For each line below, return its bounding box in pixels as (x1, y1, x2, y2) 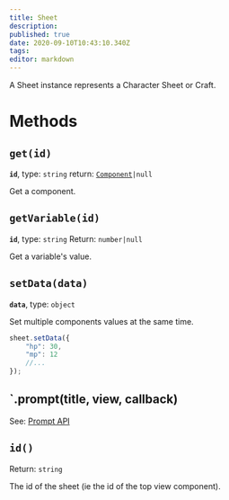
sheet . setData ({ (9, 334, 70, 343)
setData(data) (9, 277, 88, 290)
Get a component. (9, 186, 76, 196)
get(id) (9, 147, 52, 160)
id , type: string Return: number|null (9, 233, 143, 244)
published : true (9, 30, 70, 39)
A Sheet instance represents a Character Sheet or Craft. (9, 80, 216, 90)
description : (9, 22, 58, 31)
